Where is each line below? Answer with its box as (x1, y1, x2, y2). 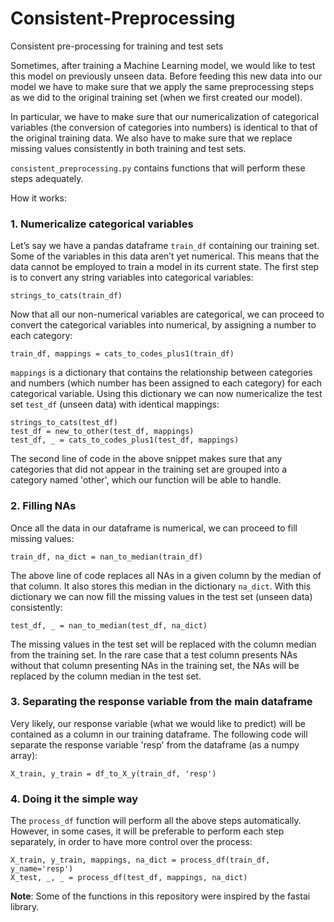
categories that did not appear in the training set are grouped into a (10, 463, 288, 476)
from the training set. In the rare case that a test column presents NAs (10, 648, 298, 661)
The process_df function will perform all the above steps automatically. (10, 815, 302, 827)
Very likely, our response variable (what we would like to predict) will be (10, 717, 306, 729)
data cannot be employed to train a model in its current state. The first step (10, 261, 320, 273)
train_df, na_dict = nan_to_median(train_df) (10, 552, 203, 562)
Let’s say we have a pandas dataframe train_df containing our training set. (10, 240, 320, 252)
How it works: (10, 192, 68, 204)
